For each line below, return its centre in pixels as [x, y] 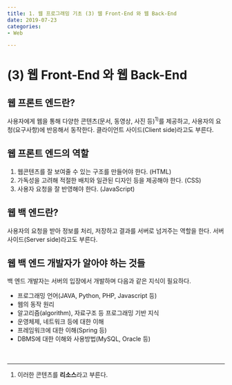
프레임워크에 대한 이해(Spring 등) [62, 330]
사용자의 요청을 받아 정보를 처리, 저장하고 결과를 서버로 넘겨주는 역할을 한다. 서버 [116, 231]
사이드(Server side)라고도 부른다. [52, 239]
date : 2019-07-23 [32, 20]
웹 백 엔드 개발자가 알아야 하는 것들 [76, 263]
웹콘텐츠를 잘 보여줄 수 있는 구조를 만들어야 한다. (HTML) [94, 171]
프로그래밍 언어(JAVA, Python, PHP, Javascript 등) [87, 296]
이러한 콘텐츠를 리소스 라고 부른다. [62, 375]
